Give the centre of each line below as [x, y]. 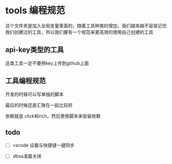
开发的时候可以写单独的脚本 [35, 94]
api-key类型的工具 [35, 50]
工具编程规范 [26, 81]
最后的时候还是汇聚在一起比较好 [39, 105]
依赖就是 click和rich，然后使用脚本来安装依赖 [53, 116]
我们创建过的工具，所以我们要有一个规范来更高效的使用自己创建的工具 [79, 32]
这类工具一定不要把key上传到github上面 [47, 63]
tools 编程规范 [35, 11]
